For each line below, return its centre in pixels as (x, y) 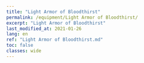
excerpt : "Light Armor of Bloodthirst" (56, 23)
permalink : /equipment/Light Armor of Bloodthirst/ (72, 17)
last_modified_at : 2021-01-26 (44, 28)
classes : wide (24, 51)
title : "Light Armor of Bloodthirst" (53, 12)
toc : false (20, 46)
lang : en (17, 34)
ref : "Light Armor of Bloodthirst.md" (55, 40)
